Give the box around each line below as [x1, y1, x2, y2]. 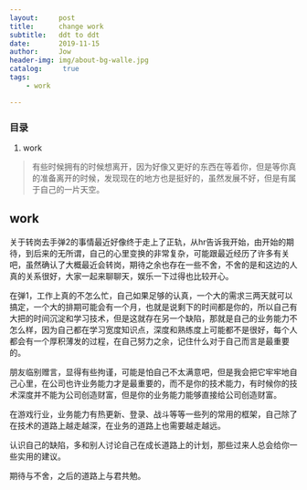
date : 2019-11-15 [9, 38, 101, 48]
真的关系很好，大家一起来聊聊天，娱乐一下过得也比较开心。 [9, 270, 234, 281]
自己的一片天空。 [39, 183, 105, 194]
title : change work [9, 22, 104, 31]
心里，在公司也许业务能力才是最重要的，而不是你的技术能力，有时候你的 [16, 378, 290, 389]
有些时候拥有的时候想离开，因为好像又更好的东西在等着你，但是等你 [31, 161, 289, 172]
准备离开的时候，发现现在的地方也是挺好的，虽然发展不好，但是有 [39, 172, 289, 183]
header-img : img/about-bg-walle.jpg [9, 56, 149, 65]
